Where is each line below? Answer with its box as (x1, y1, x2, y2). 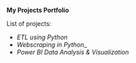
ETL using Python (16, 33, 68, 41)
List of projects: (6, 20, 52, 27)
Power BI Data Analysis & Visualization (16, 48, 130, 56)
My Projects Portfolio (6, 6, 69, 14)
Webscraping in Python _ (16, 41, 87, 48)
